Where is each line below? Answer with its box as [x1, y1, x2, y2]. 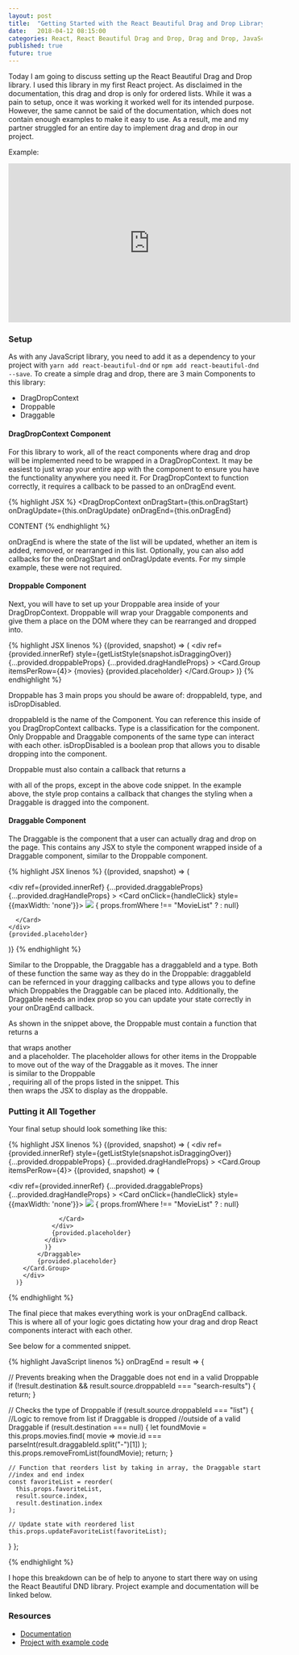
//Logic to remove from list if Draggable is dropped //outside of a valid [8, 1414, 241, 1424]
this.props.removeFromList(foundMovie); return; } [8, 1448, 173, 1458]
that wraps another [8, 1043, 72, 1052]
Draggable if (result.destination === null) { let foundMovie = [8, 1422, 207, 1432]
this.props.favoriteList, [15, 1485, 103, 1493]
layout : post [8, 11, 52, 20]
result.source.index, [15, 1492, 89, 1501]
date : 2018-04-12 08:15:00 [8, 27, 106, 35]
